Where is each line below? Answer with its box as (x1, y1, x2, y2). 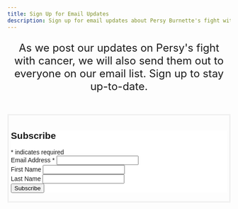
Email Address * (10, 157, 55, 164)
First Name (10, 166, 42, 174)
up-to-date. (90, 79, 148, 93)
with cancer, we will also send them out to (13, 54, 225, 67)
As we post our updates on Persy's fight (18, 40, 220, 55)
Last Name (10, 175, 41, 183)
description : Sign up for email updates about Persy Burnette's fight (7, 17, 220, 24)
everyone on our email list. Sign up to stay (13, 67, 225, 80)
